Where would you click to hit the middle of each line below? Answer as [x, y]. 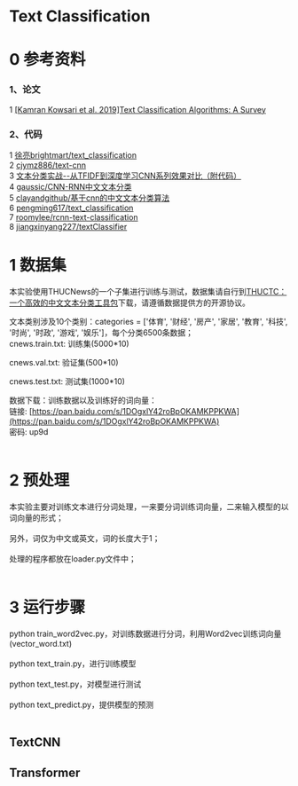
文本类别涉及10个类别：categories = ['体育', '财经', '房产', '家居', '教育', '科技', [149, 321]
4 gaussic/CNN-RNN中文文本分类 [71, 186]
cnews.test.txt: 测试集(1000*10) [67, 381]
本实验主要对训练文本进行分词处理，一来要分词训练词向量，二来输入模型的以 [149, 507]
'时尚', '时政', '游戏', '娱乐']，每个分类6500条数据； [101, 332]
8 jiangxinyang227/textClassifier [68, 226]
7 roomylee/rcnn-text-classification [74, 217]
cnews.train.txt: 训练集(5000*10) [70, 343]
